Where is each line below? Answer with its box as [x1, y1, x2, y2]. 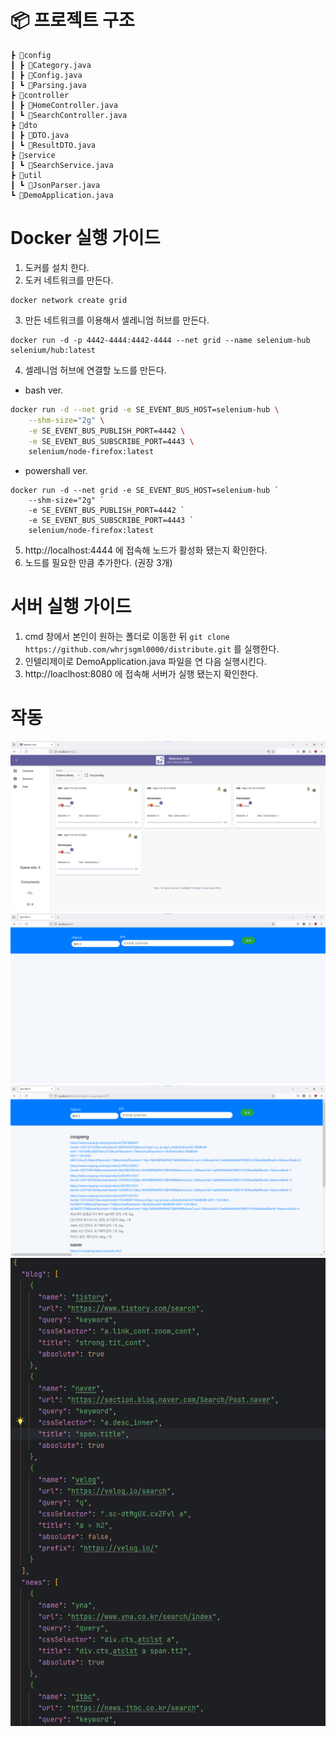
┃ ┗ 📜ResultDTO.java [10, 140, 97, 150]
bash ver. [24, 384, 64, 396]
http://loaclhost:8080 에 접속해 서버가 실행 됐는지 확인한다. [24, 668, 259, 680]
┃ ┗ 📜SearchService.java [10, 160, 114, 170]
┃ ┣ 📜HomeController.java [10, 100, 118, 110]
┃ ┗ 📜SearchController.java [10, 110, 128, 120]
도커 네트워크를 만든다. [24, 274, 114, 286]
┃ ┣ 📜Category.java [10, 60, 92, 70]
